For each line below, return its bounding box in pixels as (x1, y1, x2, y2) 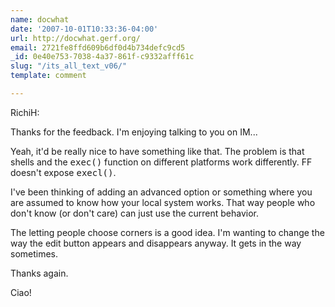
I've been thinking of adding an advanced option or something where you (10, 186, 313, 198)
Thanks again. (10, 267, 69, 279)
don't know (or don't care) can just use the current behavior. (10, 207, 260, 219)
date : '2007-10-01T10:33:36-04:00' (10, 24, 159, 34)
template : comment (10, 71, 87, 81)
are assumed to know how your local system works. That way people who (10, 196, 316, 208)
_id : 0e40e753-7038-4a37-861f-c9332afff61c (10, 52, 195, 62)
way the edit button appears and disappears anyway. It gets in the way (10, 237, 302, 249)
